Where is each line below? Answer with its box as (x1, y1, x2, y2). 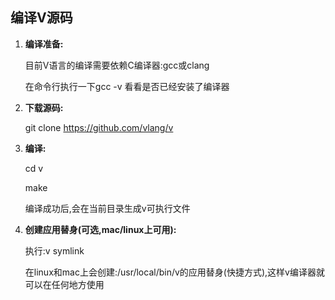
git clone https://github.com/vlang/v (24, 121, 174, 133)
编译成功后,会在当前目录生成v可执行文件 (24, 202, 191, 214)
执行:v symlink (24, 244, 85, 257)
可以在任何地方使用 (24, 278, 105, 290)
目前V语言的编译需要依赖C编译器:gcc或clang (24, 59, 210, 71)
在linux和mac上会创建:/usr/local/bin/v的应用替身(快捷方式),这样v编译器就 (24, 266, 325, 278)
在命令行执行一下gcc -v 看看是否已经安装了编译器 (24, 80, 230, 92)
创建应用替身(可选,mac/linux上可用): (24, 223, 177, 235)
